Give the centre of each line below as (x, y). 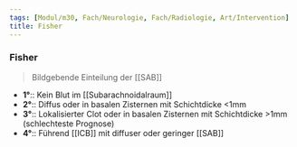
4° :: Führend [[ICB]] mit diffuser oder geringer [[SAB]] (123, 133)
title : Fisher (36, 26)
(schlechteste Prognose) (68, 124)
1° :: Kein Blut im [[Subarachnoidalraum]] (97, 95)
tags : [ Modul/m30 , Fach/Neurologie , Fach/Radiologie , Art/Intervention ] (149, 18)
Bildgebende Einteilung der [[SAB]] (97, 77)
